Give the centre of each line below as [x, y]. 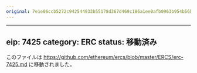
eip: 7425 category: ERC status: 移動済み [81, 42]
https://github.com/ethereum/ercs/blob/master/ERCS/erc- [113, 57]
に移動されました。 [52, 64]
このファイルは [24, 57]
